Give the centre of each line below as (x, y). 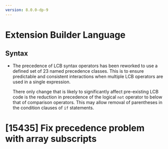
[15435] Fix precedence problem (75, 128)
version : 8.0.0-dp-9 (27, 10)
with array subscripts (51, 139)
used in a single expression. (41, 82)
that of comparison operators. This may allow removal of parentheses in (87, 102)
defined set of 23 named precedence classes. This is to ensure (78, 71)
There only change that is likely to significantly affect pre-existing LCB (86, 91)
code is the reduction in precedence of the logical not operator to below (87, 97)
